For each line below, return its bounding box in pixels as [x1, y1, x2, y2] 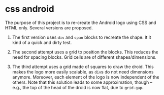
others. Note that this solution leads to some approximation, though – [12, 79, 153, 85]
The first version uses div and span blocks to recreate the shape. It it [12, 34, 151, 40]
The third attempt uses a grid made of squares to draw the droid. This [12, 64, 154, 70]
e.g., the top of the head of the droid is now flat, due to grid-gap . [12, 84, 144, 90]
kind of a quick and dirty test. [12, 39, 72, 45]
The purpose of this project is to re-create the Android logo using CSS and [5, 20, 157, 25]
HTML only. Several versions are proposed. [5, 24, 93, 30]
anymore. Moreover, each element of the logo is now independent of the [12, 74, 160, 80]
